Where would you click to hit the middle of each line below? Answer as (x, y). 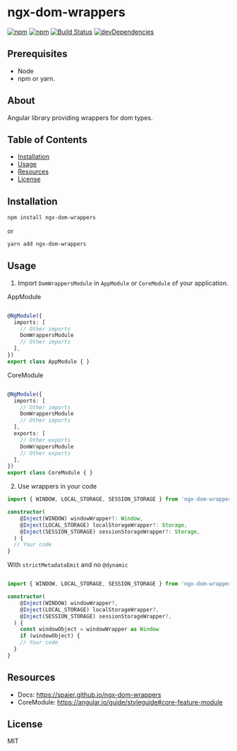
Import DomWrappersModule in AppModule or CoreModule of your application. (123, 283)
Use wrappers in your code (57, 487)
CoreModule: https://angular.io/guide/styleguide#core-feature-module (120, 702)
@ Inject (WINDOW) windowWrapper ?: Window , (81, 518)
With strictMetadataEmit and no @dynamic (68, 565)
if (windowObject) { (50, 636)
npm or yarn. (36, 78)
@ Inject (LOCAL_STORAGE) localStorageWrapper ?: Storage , (104, 525)
